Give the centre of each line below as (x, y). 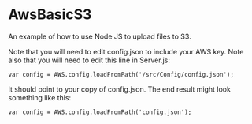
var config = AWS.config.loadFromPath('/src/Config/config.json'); (121, 74)
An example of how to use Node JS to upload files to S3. (100, 36)
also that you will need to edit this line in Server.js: (89, 60)
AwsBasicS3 (50, 15)
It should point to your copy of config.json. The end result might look (119, 89)
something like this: (40, 97)
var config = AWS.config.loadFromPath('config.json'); (100, 112)
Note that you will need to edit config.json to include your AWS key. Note (126, 51)
